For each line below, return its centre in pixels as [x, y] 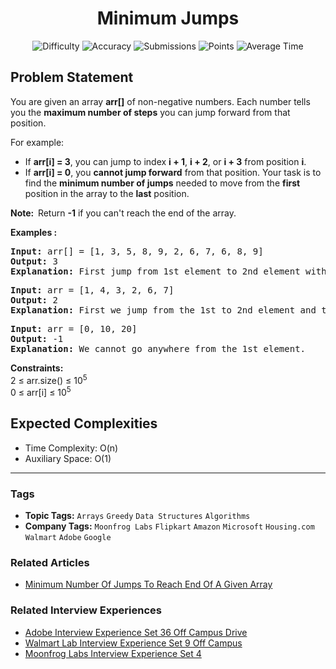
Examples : [34, 232]
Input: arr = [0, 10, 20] [74, 328]
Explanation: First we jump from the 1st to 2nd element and [163, 310]
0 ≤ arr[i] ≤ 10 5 [41, 392]
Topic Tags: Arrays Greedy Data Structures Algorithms [137, 516]
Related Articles [50, 563]
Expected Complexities [84, 423]
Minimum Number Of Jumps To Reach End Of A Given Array [148, 584]
